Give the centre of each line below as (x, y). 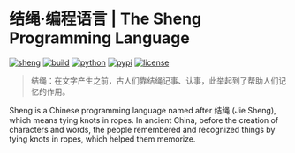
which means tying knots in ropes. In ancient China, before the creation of (144, 120)
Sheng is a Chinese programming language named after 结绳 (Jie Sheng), (143, 110)
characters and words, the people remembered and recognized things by (142, 129)
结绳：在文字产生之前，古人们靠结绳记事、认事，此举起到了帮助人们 (155, 80)
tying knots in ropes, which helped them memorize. (102, 139)
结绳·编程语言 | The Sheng (106, 19)
